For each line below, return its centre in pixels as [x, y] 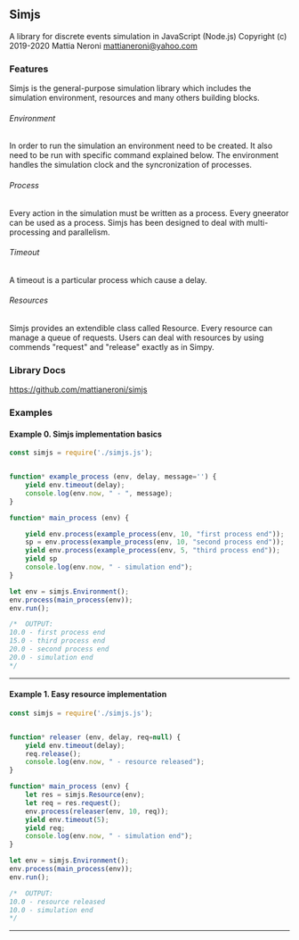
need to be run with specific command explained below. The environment [144, 155]
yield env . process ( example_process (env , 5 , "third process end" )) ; [153, 551]
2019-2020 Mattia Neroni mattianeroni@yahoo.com [104, 46]
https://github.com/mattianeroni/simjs [78, 390]
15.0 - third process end [57, 641]
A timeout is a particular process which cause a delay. [108, 279]
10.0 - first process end [57, 633]
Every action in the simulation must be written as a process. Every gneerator [149, 212]
